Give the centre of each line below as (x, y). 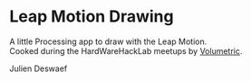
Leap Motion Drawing (92, 17)
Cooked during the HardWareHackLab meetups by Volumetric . (126, 50)
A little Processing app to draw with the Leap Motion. (108, 41)
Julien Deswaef (39, 68)
